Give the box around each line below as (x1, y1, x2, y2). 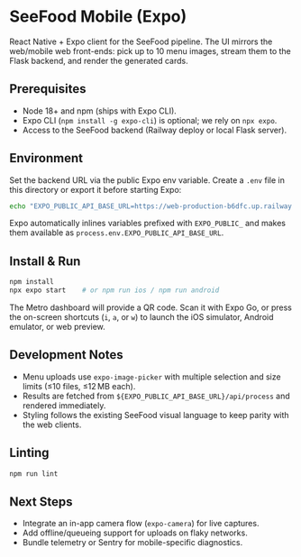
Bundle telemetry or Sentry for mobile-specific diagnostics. (22, 537, 243, 548)
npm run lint (9, 469, 59, 479)
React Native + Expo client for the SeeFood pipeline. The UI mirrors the (9, 36, 273, 47)
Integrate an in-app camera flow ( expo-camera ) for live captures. (22, 518, 260, 529)
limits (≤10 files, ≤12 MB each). (22, 380, 136, 391)
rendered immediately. (22, 399, 106, 411)
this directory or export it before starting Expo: (9, 184, 182, 195)
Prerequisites (9, 81, 87, 96)
